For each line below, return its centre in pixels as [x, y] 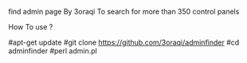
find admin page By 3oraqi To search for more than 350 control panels [124, 12]
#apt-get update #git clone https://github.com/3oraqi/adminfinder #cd [124, 42]
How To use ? [31, 27]
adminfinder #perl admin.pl [53, 51]
